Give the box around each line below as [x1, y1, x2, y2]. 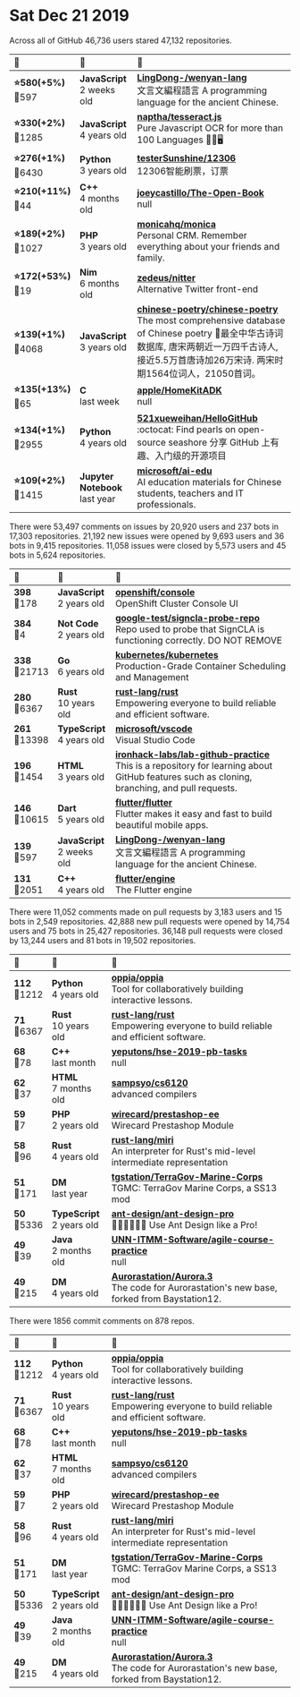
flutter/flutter [114, 796, 172, 808]
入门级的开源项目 [154, 449, 227, 462]
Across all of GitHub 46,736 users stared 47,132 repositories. [9, 35, 232, 46]
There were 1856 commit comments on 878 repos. [9, 1315, 195, 1326]
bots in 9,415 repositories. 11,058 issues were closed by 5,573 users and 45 [9, 540, 287, 550]
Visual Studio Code [114, 733, 196, 746]
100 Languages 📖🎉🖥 [137, 133, 224, 146]
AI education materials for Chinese [137, 475, 282, 488]
